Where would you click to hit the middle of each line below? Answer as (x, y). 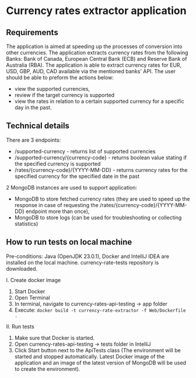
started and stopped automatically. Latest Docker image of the (90, 356)
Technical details (38, 126)
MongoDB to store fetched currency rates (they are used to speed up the (102, 199)
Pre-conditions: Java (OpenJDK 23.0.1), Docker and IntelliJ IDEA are (87, 256)
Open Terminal (32, 297)
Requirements (32, 32)
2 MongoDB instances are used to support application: (72, 187)
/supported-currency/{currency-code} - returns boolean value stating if (100, 157)
